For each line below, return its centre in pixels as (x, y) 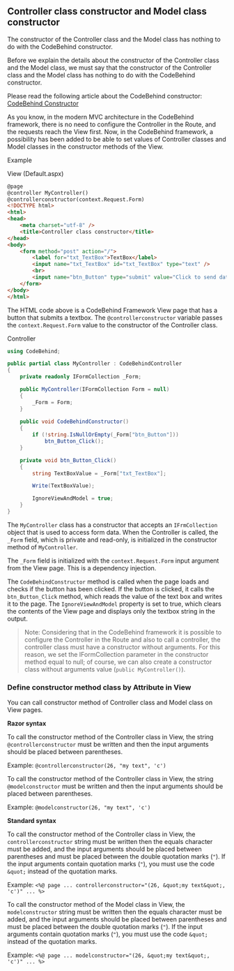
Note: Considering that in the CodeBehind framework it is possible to (123, 632)
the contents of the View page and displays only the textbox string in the (111, 611)
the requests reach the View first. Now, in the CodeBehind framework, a (110, 131)
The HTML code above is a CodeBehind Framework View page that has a (112, 310)
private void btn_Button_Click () (68, 460)
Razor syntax (27, 724)
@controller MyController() (48, 193)
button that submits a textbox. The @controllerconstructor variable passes (115, 318)
